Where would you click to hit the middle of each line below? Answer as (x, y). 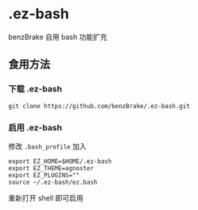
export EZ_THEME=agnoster (51, 168)
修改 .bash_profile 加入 (47, 146)
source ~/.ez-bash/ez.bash (53, 182)
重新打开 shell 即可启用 (46, 198)
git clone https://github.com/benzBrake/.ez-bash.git (99, 106)
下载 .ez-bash (35, 89)
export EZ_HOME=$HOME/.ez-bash (60, 161)
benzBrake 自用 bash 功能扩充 (58, 37)
